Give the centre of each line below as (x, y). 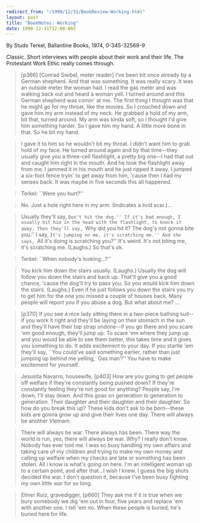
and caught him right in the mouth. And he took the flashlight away (103, 163)
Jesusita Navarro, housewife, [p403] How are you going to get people (107, 376)
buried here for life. (44, 514)
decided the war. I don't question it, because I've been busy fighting (104, 477)
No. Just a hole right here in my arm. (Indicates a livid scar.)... (96, 205)
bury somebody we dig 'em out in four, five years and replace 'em (102, 501)
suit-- (187, 314)
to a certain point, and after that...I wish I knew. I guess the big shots (105, 471)
